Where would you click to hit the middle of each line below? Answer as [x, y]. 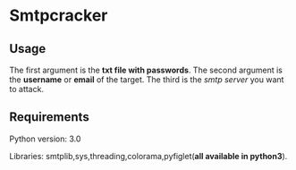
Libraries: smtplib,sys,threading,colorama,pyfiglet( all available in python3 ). [148, 156]
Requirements [49, 117]
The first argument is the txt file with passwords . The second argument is [146, 70]
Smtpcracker [59, 16]
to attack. [27, 89]
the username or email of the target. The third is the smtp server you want [147, 80]
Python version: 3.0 [45, 139]
